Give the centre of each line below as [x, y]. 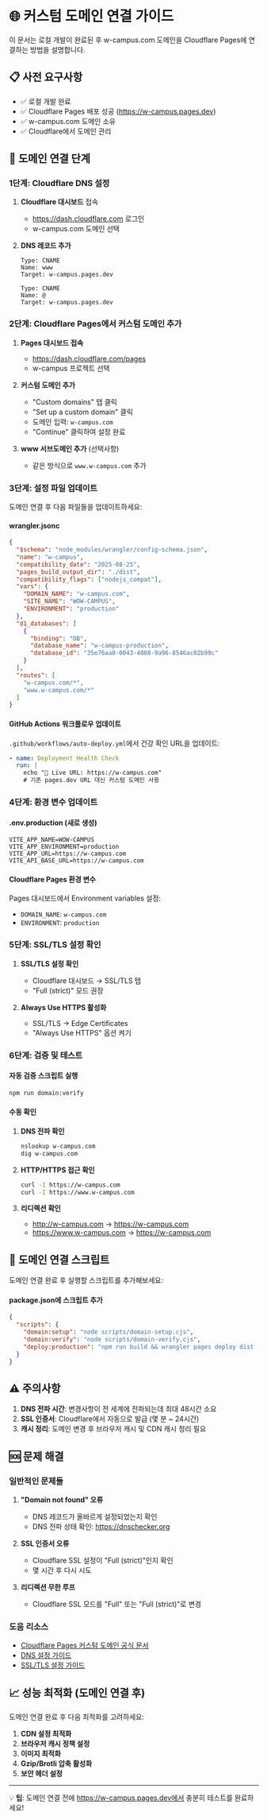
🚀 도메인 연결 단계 [50, 159]
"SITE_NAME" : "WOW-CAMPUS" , [69, 602]
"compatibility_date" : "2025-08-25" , [78, 564]
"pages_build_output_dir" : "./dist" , [78, 572]
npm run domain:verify [46, 1093]
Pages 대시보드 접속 [52, 343]
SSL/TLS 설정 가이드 [53, 1665]
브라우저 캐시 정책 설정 [55, 1744]
